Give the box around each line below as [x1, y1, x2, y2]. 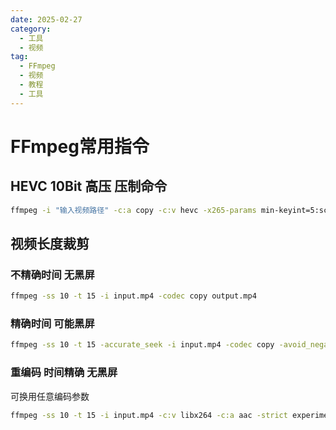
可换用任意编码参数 [10, 390, 90, 402]
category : [10, 24, 52, 34]
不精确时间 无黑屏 [10, 267, 95, 281]
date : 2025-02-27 [10, 14, 83, 25]
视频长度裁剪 [10, 235, 90, 252]
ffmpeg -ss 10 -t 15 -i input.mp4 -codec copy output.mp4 [10, 291, 257, 301]
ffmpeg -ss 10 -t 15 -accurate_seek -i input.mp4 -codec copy [10, 340, 275, 350]
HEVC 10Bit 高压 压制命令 [10, 178, 168, 195]
